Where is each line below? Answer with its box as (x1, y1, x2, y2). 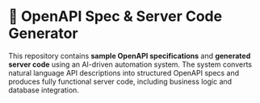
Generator (8, 24, 78, 43)
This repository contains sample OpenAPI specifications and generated (8, 51, 251, 60)
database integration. (8, 84, 79, 95)
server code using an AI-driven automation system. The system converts (8, 60, 253, 69)
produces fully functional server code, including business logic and (8, 76, 233, 86)
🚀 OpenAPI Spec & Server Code (8, 7, 223, 26)
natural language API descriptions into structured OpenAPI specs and (8, 68, 240, 77)
